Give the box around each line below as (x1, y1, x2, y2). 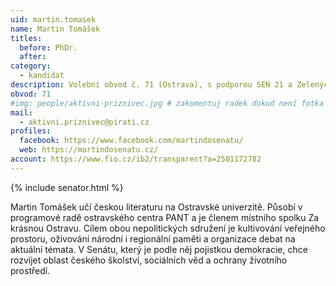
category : (10, 61, 52, 71)
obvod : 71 (10, 89, 52, 99)
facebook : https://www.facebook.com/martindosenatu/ (19, 136, 244, 146)
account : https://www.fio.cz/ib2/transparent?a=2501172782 (10, 154, 262, 164)
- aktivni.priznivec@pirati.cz (19, 117, 150, 127)
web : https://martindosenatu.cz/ (19, 145, 159, 155)
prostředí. (10, 264, 51, 276)
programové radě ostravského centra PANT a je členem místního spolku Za (10, 211, 320, 223)
